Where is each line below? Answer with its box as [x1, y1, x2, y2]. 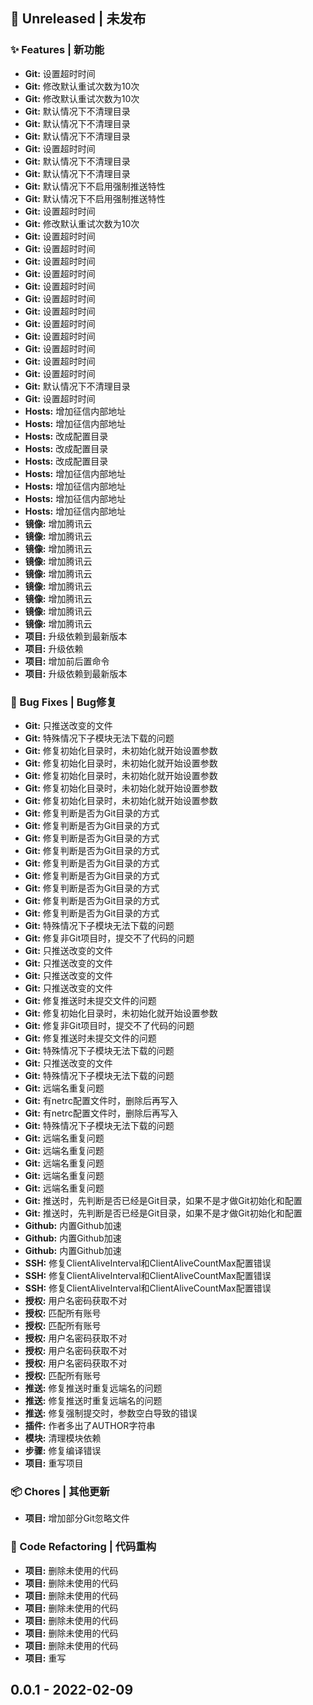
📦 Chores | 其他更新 [10, 1484, 110, 1498]
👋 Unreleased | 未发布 [10, 10, 147, 28]
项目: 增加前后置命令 [24, 655, 110, 667]
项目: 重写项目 [24, 1457, 84, 1469]
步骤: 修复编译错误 [24, 1444, 102, 1456]
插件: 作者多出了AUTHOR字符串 [24, 1419, 156, 1431]
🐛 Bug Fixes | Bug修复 [10, 695, 117, 709]
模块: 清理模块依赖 [24, 1432, 102, 1444]
